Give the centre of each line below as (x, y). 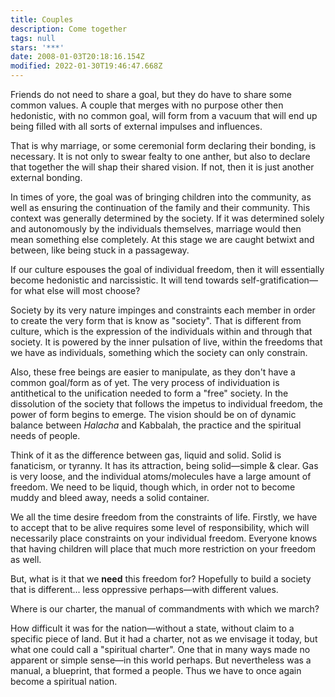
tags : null (33, 38)
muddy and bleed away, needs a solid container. (110, 497)
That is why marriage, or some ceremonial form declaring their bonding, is (163, 145)
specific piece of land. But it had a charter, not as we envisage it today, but (164, 639)
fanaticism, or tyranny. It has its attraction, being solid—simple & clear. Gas (164, 465)
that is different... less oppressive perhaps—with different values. (144, 589)
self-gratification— (279, 280)
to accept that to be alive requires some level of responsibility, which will (160, 527)
